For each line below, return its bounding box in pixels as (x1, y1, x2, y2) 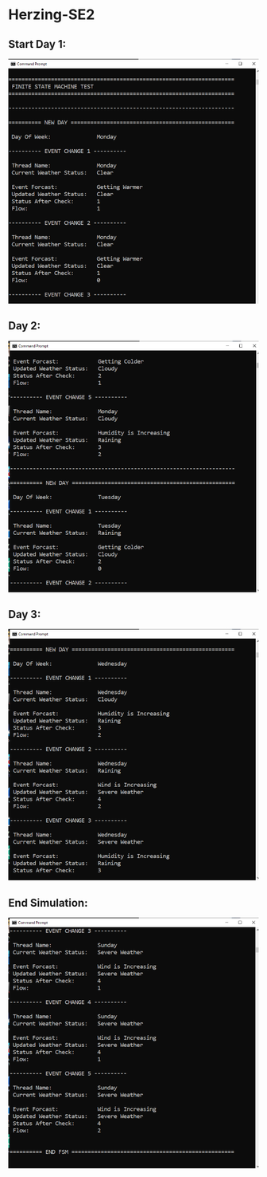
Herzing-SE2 (8, 6, 95, 24)
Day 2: (8, 319, 41, 333)
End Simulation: (8, 896, 88, 910)
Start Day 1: (8, 37, 67, 51)
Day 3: (8, 608, 41, 621)
